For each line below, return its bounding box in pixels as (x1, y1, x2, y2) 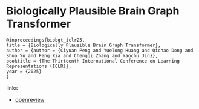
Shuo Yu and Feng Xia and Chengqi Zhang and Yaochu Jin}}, (6, 52, 158, 58)
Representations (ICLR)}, (6, 63, 71, 69)
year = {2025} (6, 68, 42, 75)
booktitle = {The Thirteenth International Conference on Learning (6, 58, 180, 64)
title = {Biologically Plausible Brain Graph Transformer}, (6, 42, 161, 48)
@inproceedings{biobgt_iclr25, (6, 37, 85, 43)
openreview (15, 96, 45, 103)
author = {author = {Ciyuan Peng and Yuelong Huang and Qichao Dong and (6, 47, 194, 54)
